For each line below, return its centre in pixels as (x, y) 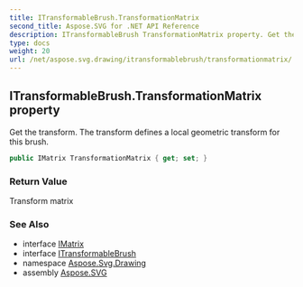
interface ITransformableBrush (79, 254)
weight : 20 (30, 51)
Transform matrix (41, 200)
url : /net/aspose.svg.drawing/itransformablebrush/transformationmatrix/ (151, 60)
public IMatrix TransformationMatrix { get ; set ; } (108, 158)
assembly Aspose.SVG (64, 273)
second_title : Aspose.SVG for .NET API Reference (105, 26)
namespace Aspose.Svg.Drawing (84, 264)
